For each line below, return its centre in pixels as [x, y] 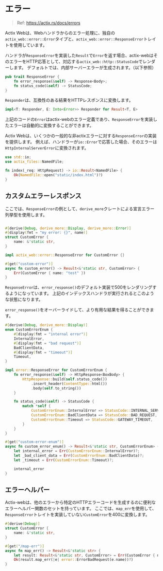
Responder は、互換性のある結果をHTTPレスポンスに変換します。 [69, 100]
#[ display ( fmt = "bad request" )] [48, 343]
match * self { [37, 406]
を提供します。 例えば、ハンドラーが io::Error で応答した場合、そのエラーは [81, 142]
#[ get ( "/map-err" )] [25, 546]
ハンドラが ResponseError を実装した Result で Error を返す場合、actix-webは [79, 55]
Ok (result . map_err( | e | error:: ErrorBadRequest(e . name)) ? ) [73, 560]
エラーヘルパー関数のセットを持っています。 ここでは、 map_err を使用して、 [81, 509]
